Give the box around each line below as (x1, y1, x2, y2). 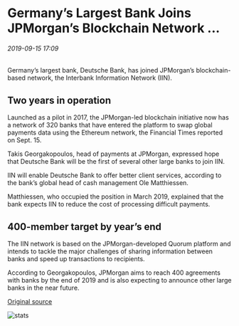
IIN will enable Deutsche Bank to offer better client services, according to (7, 171, 222, 179)
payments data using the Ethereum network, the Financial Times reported (7, 128, 223, 137)
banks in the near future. (7, 283, 80, 293)
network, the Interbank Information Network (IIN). (27, 73, 173, 83)
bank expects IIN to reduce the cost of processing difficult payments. (7, 200, 211, 209)
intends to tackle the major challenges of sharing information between (7, 247, 213, 256)
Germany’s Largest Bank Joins (7, 5, 192, 21)
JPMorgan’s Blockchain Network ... (7, 20, 221, 36)
